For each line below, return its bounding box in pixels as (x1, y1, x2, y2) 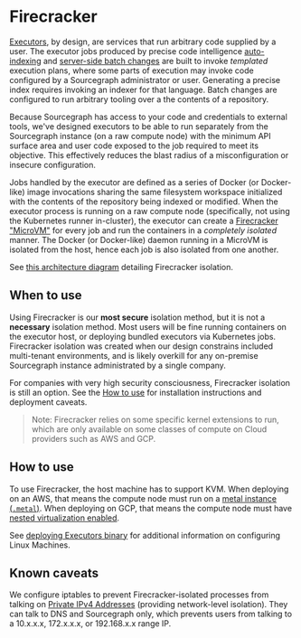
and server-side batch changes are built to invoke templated (42, 55, 268, 66)
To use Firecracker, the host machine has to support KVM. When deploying (9, 483, 289, 494)
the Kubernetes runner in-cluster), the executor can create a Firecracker (9, 215, 278, 226)
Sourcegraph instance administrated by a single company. (9, 360, 226, 371)
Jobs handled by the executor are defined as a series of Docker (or (9, 176, 259, 187)
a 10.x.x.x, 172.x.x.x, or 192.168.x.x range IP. (9, 618, 172, 629)
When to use (9, 287, 83, 304)
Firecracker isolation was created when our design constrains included (9, 341, 274, 352)
